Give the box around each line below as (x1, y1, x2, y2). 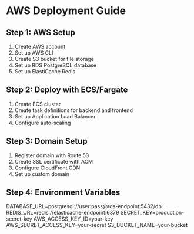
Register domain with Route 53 (14, 151, 89, 159)
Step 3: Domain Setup (6, 136, 88, 146)
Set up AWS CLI (14, 49, 53, 56)
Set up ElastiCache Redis (14, 68, 76, 74)
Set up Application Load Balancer (14, 113, 96, 120)
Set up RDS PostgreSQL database (14, 62, 97, 69)
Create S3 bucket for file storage (14, 56, 94, 62)
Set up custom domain (14, 170, 69, 177)
